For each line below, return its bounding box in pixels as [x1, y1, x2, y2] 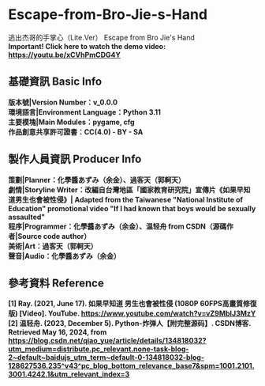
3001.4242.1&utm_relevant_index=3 [8, 369, 130, 379]
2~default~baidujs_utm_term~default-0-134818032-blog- [8, 353, 205, 362]
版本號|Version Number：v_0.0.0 [8, 97, 118, 107]
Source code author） [17, 231, 91, 240]
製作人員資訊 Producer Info [8, 153, 142, 166]
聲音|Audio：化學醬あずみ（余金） [8, 251, 121, 260]
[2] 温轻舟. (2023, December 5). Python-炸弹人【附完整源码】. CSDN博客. [8, 319, 252, 328]
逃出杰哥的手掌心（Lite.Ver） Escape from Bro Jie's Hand [8, 32, 196, 42]
